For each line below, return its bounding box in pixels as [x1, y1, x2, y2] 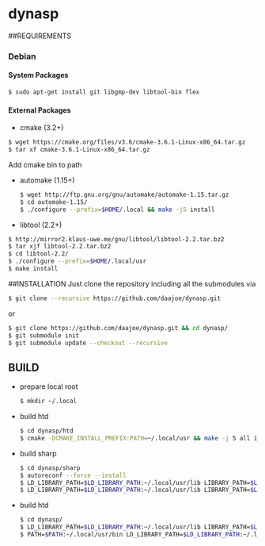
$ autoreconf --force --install [19, 471, 127, 479]
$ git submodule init [8, 331, 80, 340]
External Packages [8, 105, 71, 115]
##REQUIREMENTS [8, 31, 72, 40]
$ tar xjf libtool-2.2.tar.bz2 [8, 243, 112, 251]
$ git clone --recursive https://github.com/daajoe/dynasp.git [8, 294, 221, 302]
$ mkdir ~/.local [19, 398, 78, 406]
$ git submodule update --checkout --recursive [8, 339, 168, 347]
